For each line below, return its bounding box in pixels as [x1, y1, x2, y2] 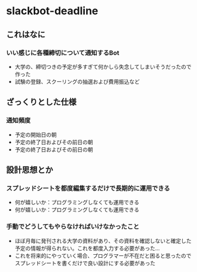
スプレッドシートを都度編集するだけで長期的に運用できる [6, 184, 170, 192]
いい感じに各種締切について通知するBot [6, 49, 120, 57]
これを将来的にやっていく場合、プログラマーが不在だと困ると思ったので [14, 252, 192, 259]
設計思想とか [6, 165, 53, 175]
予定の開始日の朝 [14, 131, 57, 138]
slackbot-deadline [6, 4, 99, 18]
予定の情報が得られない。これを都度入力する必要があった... [14, 245, 160, 252]
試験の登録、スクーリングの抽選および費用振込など [14, 78, 140, 85]
